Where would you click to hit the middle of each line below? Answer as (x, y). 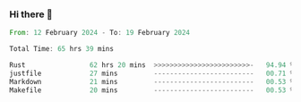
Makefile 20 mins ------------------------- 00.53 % (152, 90)
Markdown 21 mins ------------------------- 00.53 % (152, 81)
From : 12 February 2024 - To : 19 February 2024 (100, 33)
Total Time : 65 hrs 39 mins (62, 49)
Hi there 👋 (31, 14)
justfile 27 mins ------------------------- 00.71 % (152, 73)
